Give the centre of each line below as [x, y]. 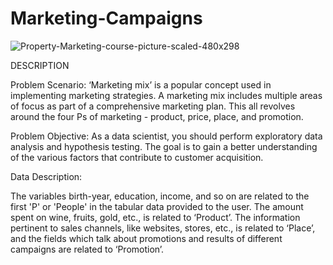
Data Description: [46, 176]
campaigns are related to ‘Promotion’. [87, 249]
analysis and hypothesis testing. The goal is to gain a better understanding [164, 146]
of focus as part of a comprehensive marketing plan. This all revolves [153, 106]
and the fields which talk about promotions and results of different [146, 238]
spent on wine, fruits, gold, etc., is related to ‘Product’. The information [155, 217]
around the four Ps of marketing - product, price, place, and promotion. [157, 116]
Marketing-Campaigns [106, 18]
